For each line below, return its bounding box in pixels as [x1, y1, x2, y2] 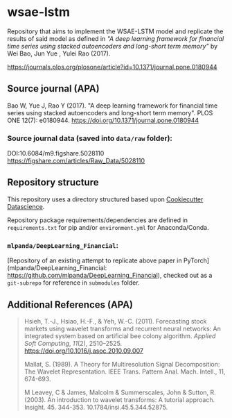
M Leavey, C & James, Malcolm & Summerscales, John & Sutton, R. [24, 388, 216, 396]
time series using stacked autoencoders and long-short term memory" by [7, 42, 218, 50]
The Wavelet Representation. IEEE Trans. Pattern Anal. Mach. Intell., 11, [24, 367, 226, 376]
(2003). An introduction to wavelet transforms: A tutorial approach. [24, 395, 215, 403]
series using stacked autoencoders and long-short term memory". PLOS [7, 108, 213, 117]
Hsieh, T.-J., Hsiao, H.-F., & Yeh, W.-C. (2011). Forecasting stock [24, 317, 207, 325]
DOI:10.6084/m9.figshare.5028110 [7, 149, 105, 158]
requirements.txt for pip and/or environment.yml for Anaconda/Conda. [7, 223, 209, 231]
